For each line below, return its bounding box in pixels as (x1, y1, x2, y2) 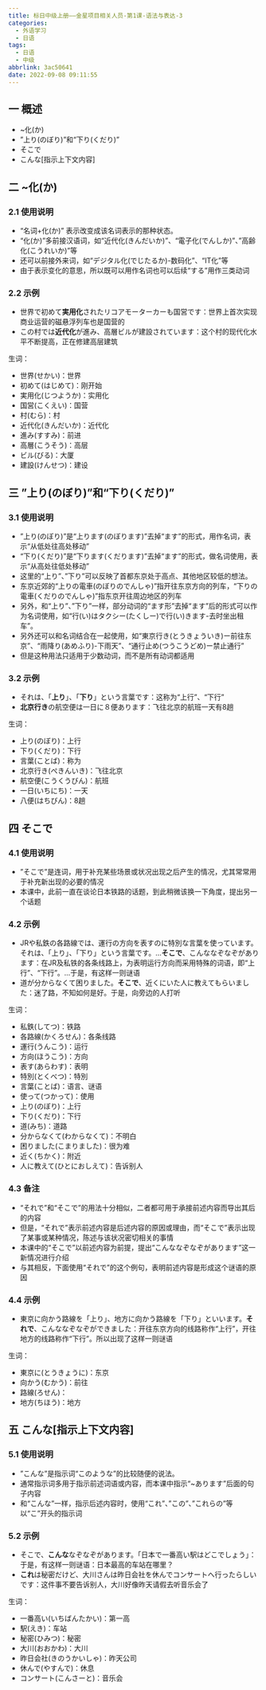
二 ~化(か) (8, 180, 58, 194)
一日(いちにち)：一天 (19, 786, 89, 796)
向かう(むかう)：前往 (19, 1377, 89, 1387)
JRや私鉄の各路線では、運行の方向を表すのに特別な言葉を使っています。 (19, 938, 258, 948)
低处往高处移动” (37, 542, 90, 551)
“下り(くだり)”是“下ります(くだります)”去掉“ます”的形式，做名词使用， (19, 551, 252, 561)
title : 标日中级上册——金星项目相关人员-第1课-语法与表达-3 (8, 11, 183, 20)
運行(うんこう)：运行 (19, 1042, 89, 1051)
